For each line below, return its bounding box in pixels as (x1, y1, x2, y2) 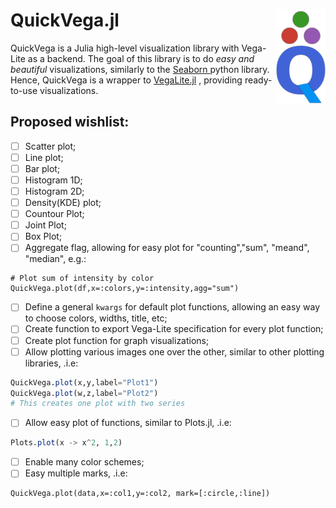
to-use (10, 84, 38, 96)
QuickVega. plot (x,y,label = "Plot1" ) (10, 377, 159, 388)
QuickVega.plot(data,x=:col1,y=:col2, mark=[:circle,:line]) (10, 489, 271, 499)
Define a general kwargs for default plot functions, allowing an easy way (24, 301, 321, 313)
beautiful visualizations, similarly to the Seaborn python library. (10, 63, 270, 75)
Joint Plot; (24, 219, 67, 231)
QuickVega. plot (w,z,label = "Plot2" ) (10, 388, 159, 398)
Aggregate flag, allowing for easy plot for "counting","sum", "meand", (24, 242, 310, 254)
